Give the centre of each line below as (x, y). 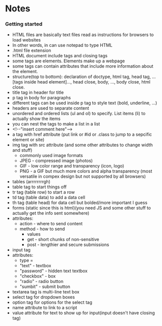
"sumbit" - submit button (45, 286)
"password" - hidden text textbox (54, 271)
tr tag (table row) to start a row (43, 192)
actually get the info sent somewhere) (51, 213)
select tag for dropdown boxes (43, 297)
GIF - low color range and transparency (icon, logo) (72, 166)
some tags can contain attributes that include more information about (83, 66)
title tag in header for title (38, 92)
